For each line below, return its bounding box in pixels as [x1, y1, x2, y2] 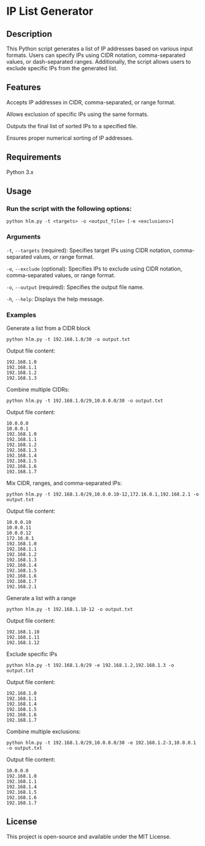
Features [6, 82, 41, 93]
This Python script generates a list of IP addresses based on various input [6, 45, 193, 52]
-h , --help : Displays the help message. [6, 295, 104, 302]
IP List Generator [6, 4, 94, 18]
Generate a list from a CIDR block [6, 324, 91, 332]
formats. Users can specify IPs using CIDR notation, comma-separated [6, 52, 186, 59]
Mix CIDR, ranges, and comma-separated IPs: [6, 479, 122, 486]
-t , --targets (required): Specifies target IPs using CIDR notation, [6, 247, 172, 254]
